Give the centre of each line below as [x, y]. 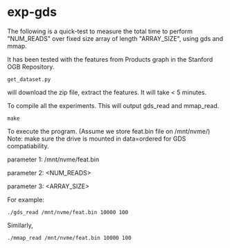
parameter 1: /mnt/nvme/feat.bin [53, 159]
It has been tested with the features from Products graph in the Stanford [110, 59]
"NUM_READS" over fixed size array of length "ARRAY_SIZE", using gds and [115, 38]
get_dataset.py [29, 79]
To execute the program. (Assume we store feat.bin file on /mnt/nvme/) [109, 131]
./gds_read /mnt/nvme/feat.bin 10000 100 [68, 212]
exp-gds [32, 12]
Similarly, [20, 225]
